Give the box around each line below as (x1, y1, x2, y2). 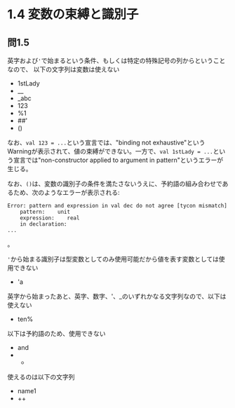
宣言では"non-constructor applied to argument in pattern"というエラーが (13, 156, 223, 164)
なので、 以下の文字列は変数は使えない (7, 65, 120, 74)
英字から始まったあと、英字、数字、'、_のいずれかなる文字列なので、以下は (7, 292, 227, 300)
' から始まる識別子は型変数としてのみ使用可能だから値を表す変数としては (7, 255, 220, 263)
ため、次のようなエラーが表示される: (13, 189, 121, 196)
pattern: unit (20, 208, 71, 215)
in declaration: (20, 221, 68, 228)
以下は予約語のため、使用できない (7, 329, 106, 337)
